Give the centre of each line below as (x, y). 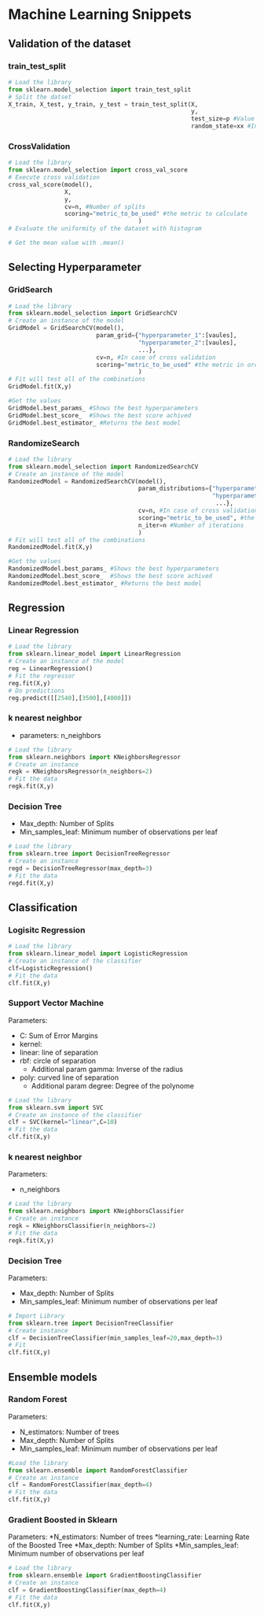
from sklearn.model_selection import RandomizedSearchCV (103, 466)
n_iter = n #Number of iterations (191, 525)
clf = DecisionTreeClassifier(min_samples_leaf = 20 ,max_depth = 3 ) (115, 1338)
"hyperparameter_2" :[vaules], (187, 343)
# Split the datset (40, 97)
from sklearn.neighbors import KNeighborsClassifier (96, 1211)
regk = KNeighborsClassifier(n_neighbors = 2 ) (82, 1226)
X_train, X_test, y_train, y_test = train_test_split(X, (103, 104)
